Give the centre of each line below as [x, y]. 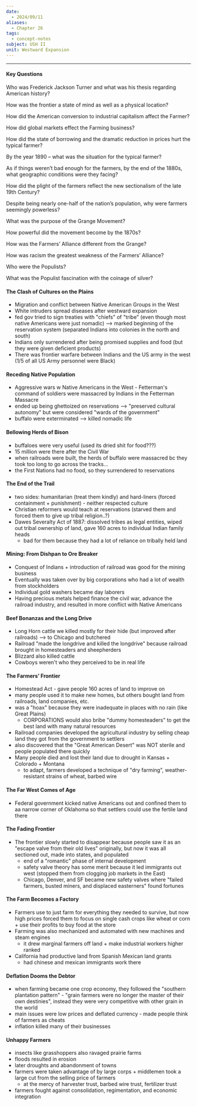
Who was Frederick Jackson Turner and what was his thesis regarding [91, 87]
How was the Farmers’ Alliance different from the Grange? [76, 244]
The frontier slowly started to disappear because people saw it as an [97, 842]
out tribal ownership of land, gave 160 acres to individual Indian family [99, 528]
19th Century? [23, 192]
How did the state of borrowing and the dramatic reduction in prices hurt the [98, 139]
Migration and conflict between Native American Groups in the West [97, 305]
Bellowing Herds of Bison [37, 432]
